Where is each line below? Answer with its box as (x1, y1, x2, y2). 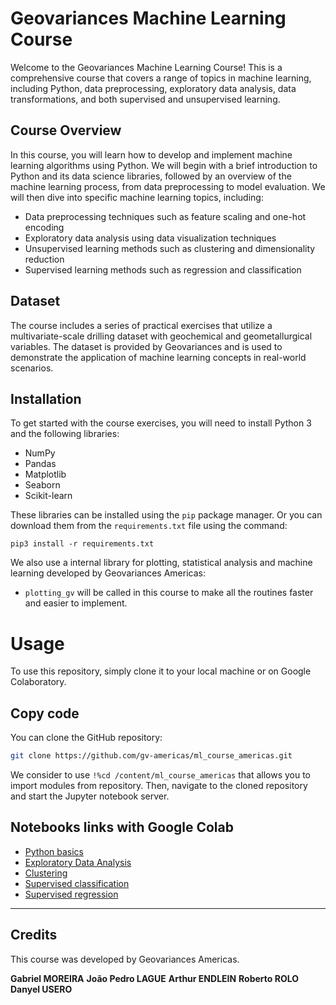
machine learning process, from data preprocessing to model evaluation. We (10, 180, 326, 192)
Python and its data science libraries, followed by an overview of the (10, 170, 292, 182)
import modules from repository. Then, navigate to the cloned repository (10, 780, 308, 791)
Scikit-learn (24, 490, 73, 502)
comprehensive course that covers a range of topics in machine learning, (10, 72, 312, 84)
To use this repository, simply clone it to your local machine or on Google (10, 665, 312, 677)
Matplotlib (24, 468, 67, 481)
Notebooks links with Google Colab (10, 819, 234, 836)
